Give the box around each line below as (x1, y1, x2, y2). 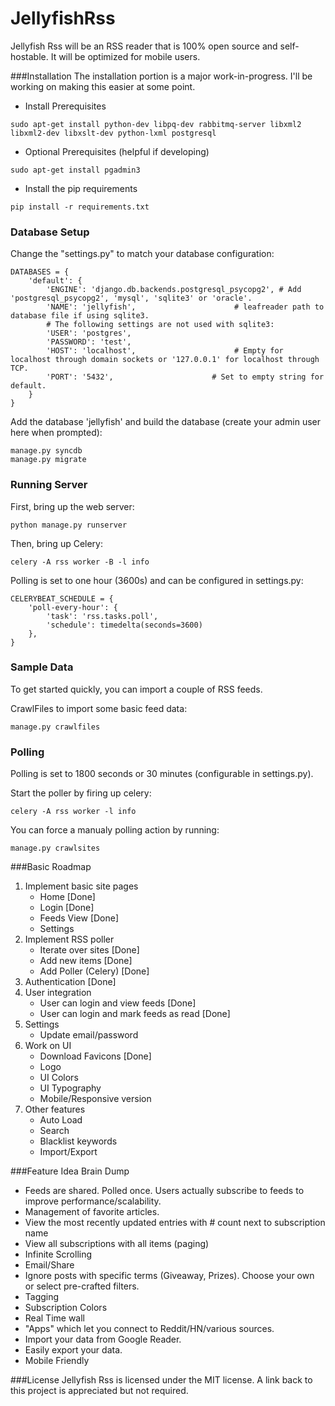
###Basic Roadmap (10, 861, 92, 873)
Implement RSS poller (24, 933, 115, 946)
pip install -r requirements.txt (10, 202, 150, 212)
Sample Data (10, 660, 74, 674)
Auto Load (39, 1114, 83, 1126)
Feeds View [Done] (39, 912, 120, 924)
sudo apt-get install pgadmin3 (10, 165, 141, 175)
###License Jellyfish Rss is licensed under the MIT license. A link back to (10, 1374, 313, 1386)
